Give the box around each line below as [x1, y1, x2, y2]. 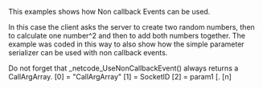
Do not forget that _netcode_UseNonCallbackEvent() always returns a [8, 63, 239, 73]
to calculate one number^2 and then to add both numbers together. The [8, 31, 245, 40]
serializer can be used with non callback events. [8, 48, 168, 57]
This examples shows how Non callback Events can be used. [8, 7, 211, 16]
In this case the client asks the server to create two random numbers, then [8, 22, 255, 31]
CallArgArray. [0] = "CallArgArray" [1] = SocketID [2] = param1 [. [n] [8, 72, 232, 81]
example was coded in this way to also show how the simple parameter [8, 39, 245, 49]
